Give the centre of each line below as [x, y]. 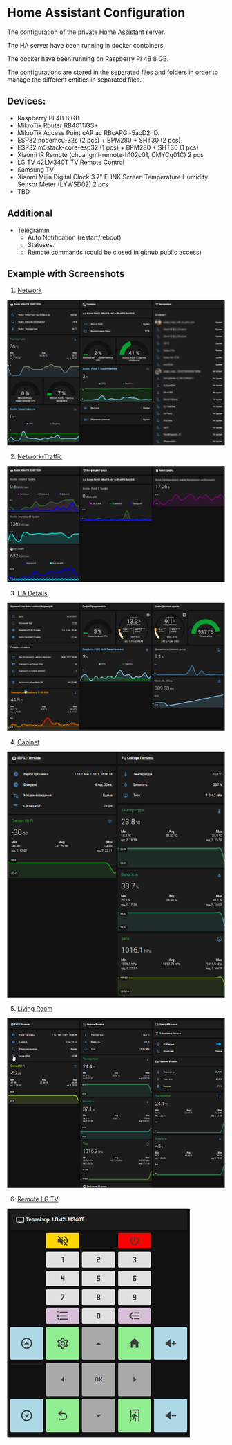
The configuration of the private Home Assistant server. [86, 32]
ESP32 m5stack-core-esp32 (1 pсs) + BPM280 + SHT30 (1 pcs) [108, 147]
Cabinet [28, 742]
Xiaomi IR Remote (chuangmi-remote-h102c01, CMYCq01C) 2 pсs [110, 154]
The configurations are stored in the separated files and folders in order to [113, 72]
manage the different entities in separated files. [74, 79]
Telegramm [33, 230]
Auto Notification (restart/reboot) [74, 237]
